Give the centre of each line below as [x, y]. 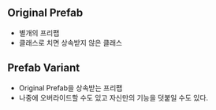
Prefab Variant [44, 68]
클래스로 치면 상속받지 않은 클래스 [71, 42]
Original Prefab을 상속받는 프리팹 [71, 88]
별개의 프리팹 [39, 33]
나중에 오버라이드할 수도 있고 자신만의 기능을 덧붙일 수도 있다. [114, 97]
